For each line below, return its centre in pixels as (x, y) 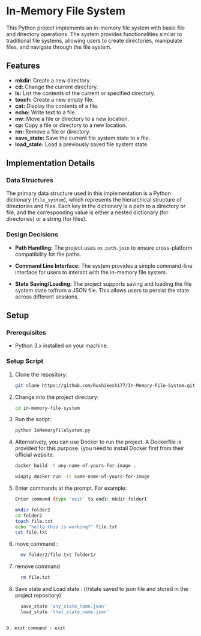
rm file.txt (35, 578)
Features (23, 66)
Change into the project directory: (57, 397)
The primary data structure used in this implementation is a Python (88, 193)
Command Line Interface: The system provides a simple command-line (104, 265)
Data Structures (30, 181)
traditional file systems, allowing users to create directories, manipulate (94, 40)
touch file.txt (34, 521)
